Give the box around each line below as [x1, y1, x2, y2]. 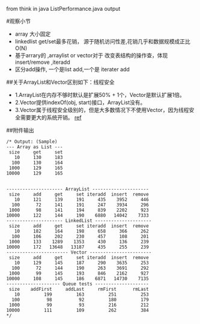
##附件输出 [6, 126, 34, 134]
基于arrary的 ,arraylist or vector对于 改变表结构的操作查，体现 [14, 52, 168, 59]
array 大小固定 [14, 30, 51, 37]
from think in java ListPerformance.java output [6, 5, 121, 12]
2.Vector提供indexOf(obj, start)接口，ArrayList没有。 [14, 99, 146, 106]
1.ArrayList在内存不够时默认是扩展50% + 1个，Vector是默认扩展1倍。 [14, 92, 185, 98]
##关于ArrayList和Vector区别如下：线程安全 [6, 78, 115, 86]
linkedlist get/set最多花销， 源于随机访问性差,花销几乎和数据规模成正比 [14, 38, 191, 45]
